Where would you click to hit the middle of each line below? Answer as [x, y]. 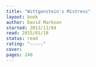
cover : [14, 50]
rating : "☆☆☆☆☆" [26, 44]
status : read [22, 38]
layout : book [22, 17]
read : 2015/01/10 [27, 33]
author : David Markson [34, 22]
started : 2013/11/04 [32, 28]
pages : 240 [19, 55]
